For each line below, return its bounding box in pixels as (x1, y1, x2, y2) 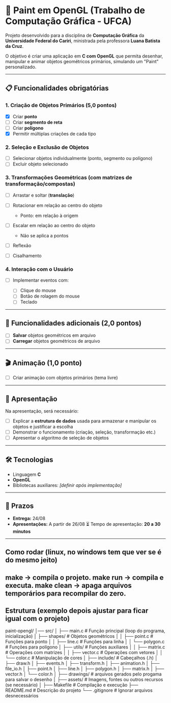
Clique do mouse (20, 287, 56, 293)
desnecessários (5, 693, 39, 699)
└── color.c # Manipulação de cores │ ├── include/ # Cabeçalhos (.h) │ (5, 655, 158, 661)
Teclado (20, 299, 37, 305)
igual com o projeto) (5, 614, 70, 623)
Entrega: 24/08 (12, 515, 46, 521)
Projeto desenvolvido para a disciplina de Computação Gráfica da (5, 32, 145, 38)
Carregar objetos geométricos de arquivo (12, 338, 100, 344)
